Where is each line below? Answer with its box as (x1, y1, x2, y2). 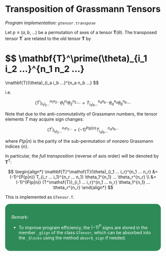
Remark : (11, 214, 29, 220)
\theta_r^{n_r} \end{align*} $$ (52, 184, 114, 190)
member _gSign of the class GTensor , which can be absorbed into (18, 230, 151, 236)
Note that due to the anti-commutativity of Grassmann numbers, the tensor (5, 111, 158, 117)
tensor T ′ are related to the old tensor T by (5, 35, 91, 42)
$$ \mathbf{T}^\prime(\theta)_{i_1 (5, 53, 147, 64)
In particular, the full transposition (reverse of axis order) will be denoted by (5, 153, 159, 159)
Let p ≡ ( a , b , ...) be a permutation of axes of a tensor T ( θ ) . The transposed (5, 29, 157, 35)
